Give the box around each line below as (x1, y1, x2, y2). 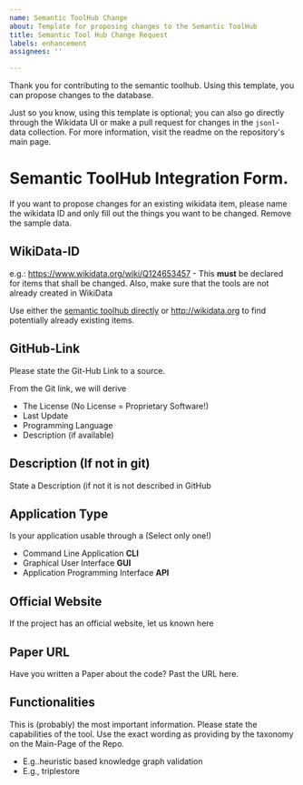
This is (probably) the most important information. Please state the (9, 719, 258, 730)
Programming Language (22, 419, 113, 430)
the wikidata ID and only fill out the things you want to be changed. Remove (9, 208, 292, 219)
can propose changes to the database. (9, 90, 154, 101)
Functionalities (9, 695, 95, 710)
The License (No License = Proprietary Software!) (22, 400, 210, 411)
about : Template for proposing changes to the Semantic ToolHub (9, 22, 258, 31)
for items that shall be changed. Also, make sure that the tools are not (9, 277, 269, 288)
